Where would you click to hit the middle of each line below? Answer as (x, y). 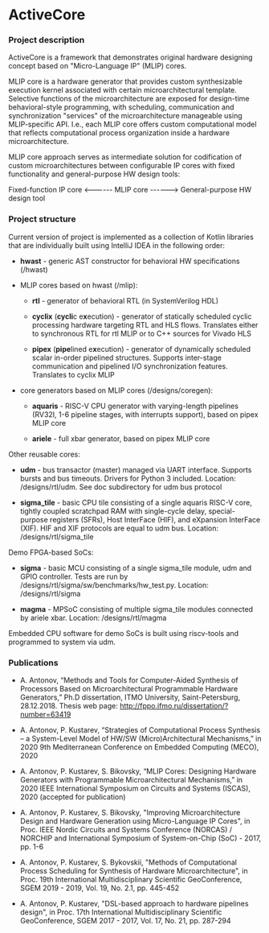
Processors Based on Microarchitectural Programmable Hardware (129, 689)
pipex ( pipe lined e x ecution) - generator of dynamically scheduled (141, 349)
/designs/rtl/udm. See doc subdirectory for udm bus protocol (121, 487)
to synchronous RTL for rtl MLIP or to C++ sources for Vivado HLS (141, 333)
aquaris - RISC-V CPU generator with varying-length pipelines (135, 406)
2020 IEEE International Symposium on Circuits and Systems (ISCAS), (135, 789)
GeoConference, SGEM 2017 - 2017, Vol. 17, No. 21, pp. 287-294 (125, 921)
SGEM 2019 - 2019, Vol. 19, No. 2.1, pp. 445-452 (100, 888)
